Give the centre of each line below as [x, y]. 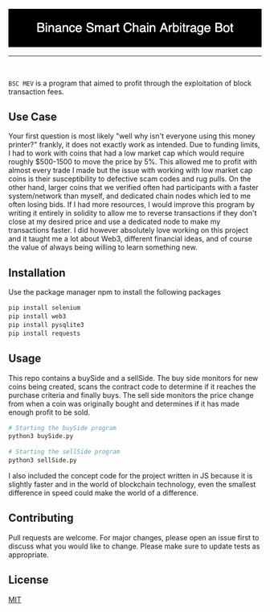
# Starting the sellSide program [64, 452]
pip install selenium [45, 308]
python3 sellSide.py [43, 461]
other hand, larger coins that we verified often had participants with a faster [133, 188]
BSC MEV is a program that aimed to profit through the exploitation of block [130, 83]
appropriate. [29, 554]
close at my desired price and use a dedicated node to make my [115, 221]
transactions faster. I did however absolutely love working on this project [129, 230]
